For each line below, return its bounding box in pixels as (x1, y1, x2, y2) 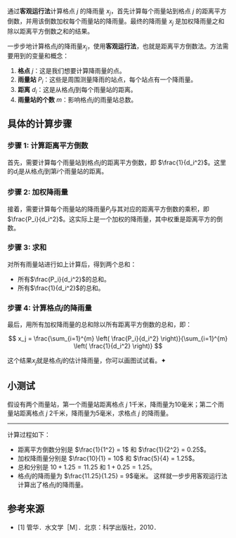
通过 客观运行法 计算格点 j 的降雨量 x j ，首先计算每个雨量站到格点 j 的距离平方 (7, 7, 227, 17)
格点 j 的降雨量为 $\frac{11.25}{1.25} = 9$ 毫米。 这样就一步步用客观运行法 (17, 471, 228, 480)
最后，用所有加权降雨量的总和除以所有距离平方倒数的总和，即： (7, 320, 192, 329)
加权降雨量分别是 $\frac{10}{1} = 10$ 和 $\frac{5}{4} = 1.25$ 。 (17, 454, 199, 462)
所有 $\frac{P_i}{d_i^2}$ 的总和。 (17, 275, 110, 283)
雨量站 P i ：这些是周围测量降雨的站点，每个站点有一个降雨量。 (17, 75, 197, 86)
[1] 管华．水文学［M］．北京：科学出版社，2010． (17, 523, 160, 531)
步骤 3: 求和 (7, 242, 47, 252)
